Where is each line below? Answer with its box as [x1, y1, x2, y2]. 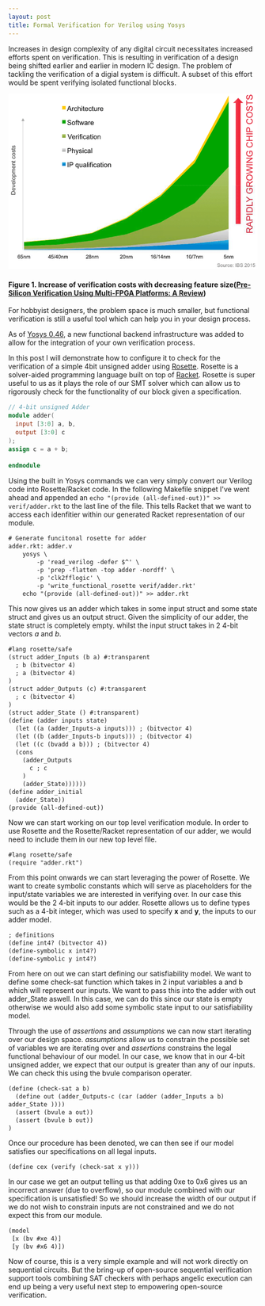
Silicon [8, 288, 32, 297]
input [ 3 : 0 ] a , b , [15, 420, 77, 428]
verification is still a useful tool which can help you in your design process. [8, 314, 251, 324]
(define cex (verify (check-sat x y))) [8, 1163, 140, 1171]
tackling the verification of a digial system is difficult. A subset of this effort [8, 69, 253, 78]
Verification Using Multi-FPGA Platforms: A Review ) [32, 288, 206, 297]
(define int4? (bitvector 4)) [8, 939, 108, 947]
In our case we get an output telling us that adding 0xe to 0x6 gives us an [8, 1177, 248, 1186]
